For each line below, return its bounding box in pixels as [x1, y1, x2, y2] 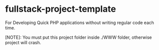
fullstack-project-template [5, 3, 116, 15]
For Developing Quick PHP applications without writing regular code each [5, 20, 154, 25]
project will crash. [5, 39, 41, 45]
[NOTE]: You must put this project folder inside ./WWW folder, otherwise [5, 34, 152, 40]
